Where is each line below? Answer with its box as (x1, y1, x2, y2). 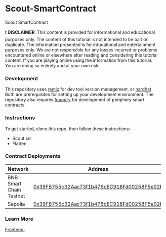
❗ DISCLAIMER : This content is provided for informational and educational (5, 29, 155, 35)
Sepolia (7, 200, 25, 207)
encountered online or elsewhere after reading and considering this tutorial (5, 52, 158, 58)
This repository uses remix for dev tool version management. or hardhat (5, 86, 152, 92)
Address (88, 165, 109, 172)
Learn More (5, 215, 34, 222)
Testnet (7, 192, 26, 199)
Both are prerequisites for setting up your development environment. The (5, 92, 154, 97)
